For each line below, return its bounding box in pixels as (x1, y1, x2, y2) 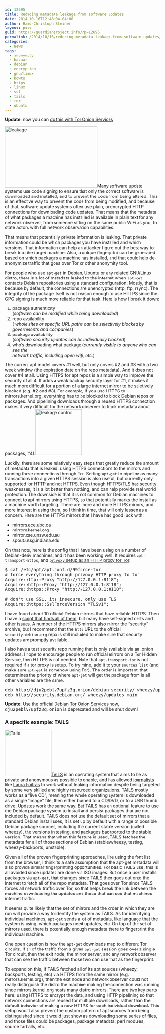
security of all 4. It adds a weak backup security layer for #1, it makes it (5, 378, 149, 383)
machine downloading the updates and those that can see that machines (5, 891, 152, 896)
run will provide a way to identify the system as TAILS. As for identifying (5, 911, 151, 917)
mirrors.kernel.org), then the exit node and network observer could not (5, 977, 148, 982)
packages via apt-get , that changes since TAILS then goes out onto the (5, 875, 150, 881)
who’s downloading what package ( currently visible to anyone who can (12, 342, 157, 348)
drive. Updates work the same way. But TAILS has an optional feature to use (5, 803, 159, 809)
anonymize (5, 260, 27, 266)
